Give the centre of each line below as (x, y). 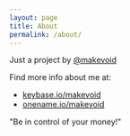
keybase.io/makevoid (61, 95)
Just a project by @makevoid (63, 60)
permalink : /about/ (46, 34)
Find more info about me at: (61, 77)
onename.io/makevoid (63, 104)
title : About (34, 26)
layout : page (34, 18)
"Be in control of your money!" (65, 122)
